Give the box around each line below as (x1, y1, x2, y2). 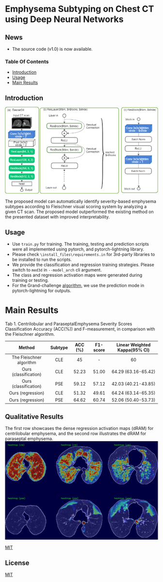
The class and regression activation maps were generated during (12, 272, 143, 278)
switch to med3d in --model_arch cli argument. (12, 267, 102, 272)
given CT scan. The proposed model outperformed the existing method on (5, 209, 154, 215)
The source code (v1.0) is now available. (12, 46, 93, 52)
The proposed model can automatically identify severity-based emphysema (5, 198, 157, 204)
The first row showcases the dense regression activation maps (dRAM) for (5, 425, 154, 431)
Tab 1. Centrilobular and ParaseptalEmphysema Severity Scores (5, 321, 132, 327)
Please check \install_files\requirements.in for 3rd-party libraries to (12, 251, 155, 257)
